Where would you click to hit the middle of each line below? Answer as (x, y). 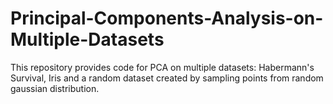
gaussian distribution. (55, 88)
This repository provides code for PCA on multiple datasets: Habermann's (162, 67)
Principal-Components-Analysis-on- (167, 18)
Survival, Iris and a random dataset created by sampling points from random (167, 78)
